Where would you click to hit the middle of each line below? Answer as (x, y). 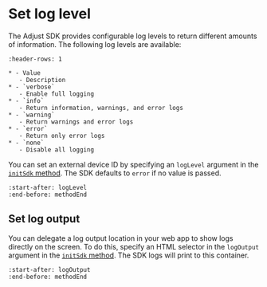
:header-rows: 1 (35, 59)
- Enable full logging (56, 94)
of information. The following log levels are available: (95, 44)
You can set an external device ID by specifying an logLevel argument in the (133, 164)
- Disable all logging (56, 149)
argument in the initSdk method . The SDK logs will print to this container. (129, 255)
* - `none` (26, 143)
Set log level (50, 14)
